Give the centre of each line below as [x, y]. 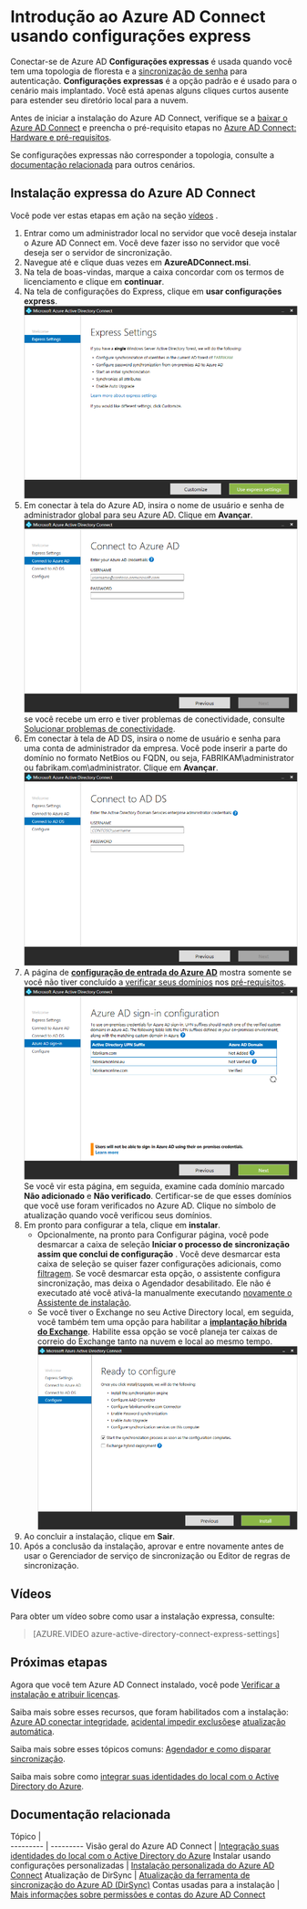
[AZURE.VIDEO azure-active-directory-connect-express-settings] [156, 1633]
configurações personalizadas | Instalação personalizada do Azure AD [143, 1866]
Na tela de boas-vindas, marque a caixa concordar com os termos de [154, 272]
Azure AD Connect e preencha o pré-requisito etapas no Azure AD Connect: [153, 127]
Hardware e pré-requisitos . [61, 137]
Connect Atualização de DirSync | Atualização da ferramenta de [130, 1875]
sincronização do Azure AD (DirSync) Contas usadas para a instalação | [145, 1885]
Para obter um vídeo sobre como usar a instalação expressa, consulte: [143, 1616]
